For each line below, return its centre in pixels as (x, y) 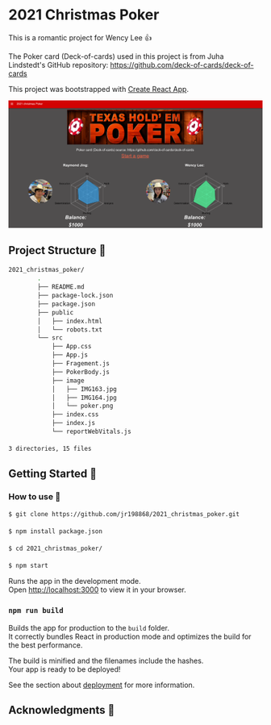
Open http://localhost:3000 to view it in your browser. (98, 590)
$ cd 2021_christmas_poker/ (56, 548)
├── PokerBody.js (81, 372)
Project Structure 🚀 (57, 250)
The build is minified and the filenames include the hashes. (106, 660)
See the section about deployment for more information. (102, 685)
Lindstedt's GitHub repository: (58, 65)
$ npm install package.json (56, 531)
